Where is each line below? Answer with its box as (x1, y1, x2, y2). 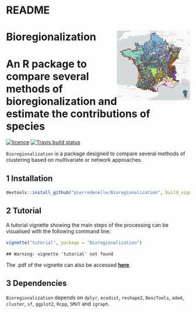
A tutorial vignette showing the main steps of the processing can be (6, 221, 169, 229)
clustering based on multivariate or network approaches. (6, 156, 143, 164)
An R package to (6, 57, 87, 70)
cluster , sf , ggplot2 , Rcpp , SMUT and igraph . (6, 300, 110, 307)
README (6, 4, 50, 17)
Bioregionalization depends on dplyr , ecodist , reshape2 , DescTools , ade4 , (6, 294, 184, 301)
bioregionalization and (6, 94, 117, 108)
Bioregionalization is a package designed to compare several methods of (6, 150, 185, 157)
